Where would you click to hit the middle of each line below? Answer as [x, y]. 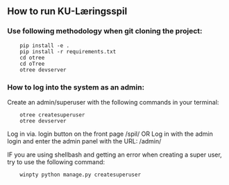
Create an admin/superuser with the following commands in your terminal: [113, 102]
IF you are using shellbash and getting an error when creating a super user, [114, 155]
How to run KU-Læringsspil [67, 11]
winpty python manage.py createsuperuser [80, 175]
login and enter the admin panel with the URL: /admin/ [84, 141]
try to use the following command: [56, 161]
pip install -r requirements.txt [68, 51]
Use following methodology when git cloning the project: [105, 31]
